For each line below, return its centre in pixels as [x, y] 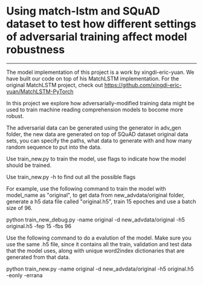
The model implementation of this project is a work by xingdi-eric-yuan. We [100, 72]
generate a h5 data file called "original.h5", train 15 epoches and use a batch [101, 201]
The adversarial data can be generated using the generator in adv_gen [94, 128]
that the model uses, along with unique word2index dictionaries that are [95, 251]
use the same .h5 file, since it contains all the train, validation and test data [99, 244]
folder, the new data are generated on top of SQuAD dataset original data [97, 134]
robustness [36, 50]
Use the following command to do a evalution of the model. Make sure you [99, 238]
